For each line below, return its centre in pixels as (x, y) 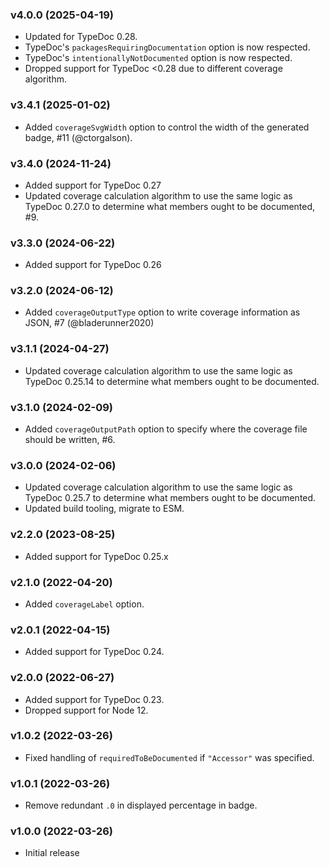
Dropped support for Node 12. (86, 710)
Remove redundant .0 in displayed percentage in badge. (141, 805)
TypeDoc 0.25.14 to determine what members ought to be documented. (172, 381)
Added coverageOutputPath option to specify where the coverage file (166, 429)
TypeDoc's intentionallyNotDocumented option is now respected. (158, 58)
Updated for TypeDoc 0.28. (81, 37)
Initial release (52, 853)
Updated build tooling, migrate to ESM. (104, 509)
